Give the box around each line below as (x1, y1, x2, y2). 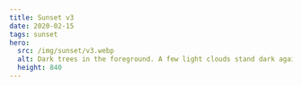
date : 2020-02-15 (9, 21, 75, 30)
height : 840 (17, 64, 63, 73)
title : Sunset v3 (9, 13, 75, 22)
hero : (9, 38, 30, 47)
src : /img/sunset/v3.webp (17, 47, 115, 56)
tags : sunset (9, 30, 58, 39)
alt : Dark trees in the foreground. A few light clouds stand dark (17, 55, 276, 64)
